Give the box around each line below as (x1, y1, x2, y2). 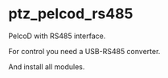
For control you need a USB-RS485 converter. (8, 46, 161, 56)
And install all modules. (8, 61, 85, 72)
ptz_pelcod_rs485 (8, 5, 133, 23)
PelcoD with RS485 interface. (8, 31, 106, 41)
